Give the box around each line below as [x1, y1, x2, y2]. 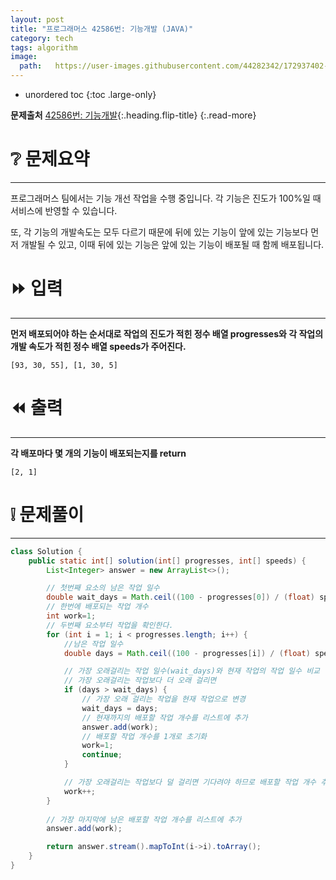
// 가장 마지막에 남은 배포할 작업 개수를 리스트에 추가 [46, 814, 242, 825]
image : [10, 52, 38, 62]
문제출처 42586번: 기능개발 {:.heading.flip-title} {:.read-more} [10, 109, 257, 121]
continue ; [81, 750, 123, 760]
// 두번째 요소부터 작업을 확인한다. [46, 620, 174, 630]
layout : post [10, 14, 65, 25]
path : [19, 61, 43, 71]
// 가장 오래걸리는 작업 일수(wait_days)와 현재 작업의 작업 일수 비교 [63, 666, 321, 676]
